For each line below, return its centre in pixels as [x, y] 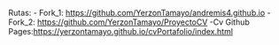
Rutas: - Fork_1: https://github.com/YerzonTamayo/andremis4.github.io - [139, 13]
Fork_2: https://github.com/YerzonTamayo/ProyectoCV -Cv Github [129, 22]
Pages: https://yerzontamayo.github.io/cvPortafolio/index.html [121, 31]
